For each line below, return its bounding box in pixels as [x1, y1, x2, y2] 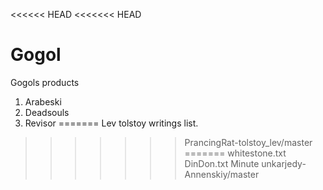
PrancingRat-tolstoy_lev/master [184, 136, 313, 148]
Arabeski [24, 95, 62, 108]
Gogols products [10, 76, 80, 88]
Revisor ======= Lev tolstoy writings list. [24, 117, 199, 129]
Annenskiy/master [184, 168, 260, 180]
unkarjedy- [261, 157, 307, 169]
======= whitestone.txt [184, 147, 287, 159]
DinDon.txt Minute [184, 157, 260, 169]
